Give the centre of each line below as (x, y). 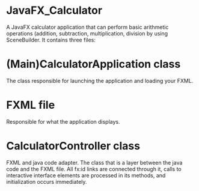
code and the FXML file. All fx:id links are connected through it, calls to (94, 169)
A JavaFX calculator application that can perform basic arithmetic (87, 27)
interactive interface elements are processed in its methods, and (86, 175)
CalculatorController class (73, 146)
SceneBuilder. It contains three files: (51, 40)
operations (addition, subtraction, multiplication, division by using (87, 33)
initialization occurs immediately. (47, 181)
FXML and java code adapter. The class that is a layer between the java (94, 162)
